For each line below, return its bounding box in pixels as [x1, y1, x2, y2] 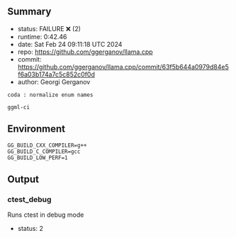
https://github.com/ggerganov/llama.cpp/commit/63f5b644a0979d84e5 [17, 62, 229, 71]
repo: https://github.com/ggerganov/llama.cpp [17, 47, 154, 56]
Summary [7, 6, 52, 18]
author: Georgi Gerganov [17, 77, 91, 86]
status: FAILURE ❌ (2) [17, 24, 82, 33]
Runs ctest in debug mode [7, 210, 84, 219]
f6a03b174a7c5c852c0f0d [17, 70, 96, 79]
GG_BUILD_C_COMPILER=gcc [7, 148, 81, 155]
